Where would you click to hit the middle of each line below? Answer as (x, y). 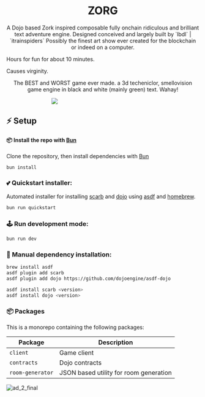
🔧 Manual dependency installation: (59, 254)
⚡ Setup (21, 121)
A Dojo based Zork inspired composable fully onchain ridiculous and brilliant (103, 28)
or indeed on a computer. (103, 47)
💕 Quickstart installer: (39, 183)
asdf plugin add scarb (35, 273)
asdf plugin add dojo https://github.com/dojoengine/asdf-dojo (89, 279)
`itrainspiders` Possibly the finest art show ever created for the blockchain (103, 40)
